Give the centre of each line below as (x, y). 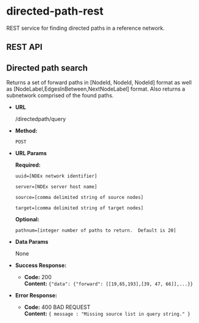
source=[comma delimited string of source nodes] (79, 198)
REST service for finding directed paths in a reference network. (86, 28)
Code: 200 (38, 277)
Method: (26, 131)
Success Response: (41, 265)
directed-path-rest (55, 11)
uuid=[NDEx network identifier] (56, 176)
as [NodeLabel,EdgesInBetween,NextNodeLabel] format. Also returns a (96, 89)
